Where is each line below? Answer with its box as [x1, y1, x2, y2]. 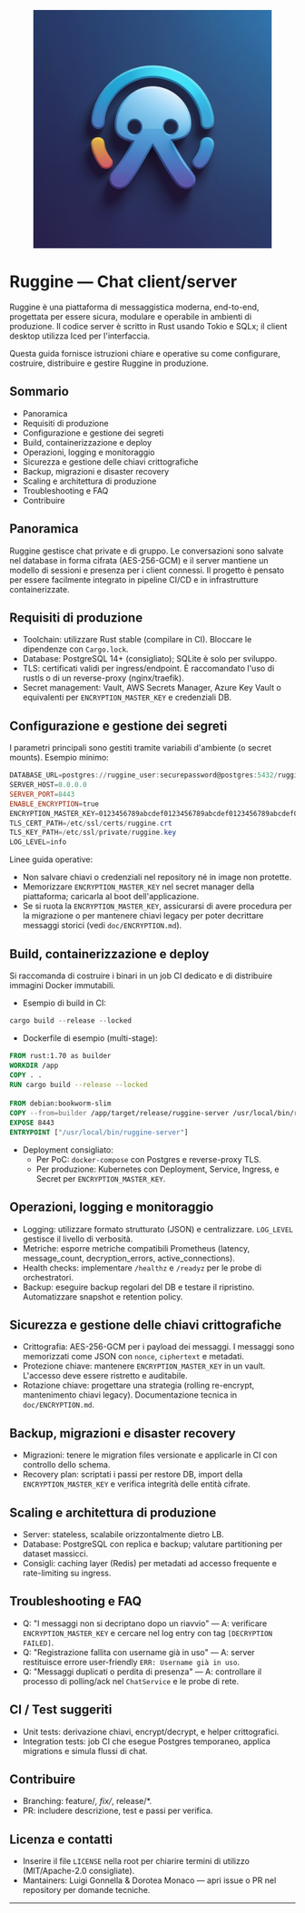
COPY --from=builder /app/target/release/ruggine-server [9, 1109, 230, 1118]
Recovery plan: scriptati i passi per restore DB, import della [22, 1469, 243, 1480]
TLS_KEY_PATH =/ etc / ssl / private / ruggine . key [9, 828, 177, 838]
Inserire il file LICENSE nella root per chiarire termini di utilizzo [22, 1856, 250, 1867]
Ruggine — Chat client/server [9, 271, 238, 292]
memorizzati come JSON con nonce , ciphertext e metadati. [22, 1351, 245, 1362]
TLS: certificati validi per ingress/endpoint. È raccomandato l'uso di [22, 663, 275, 674]
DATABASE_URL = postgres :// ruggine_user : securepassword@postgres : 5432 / [9, 770, 279, 780]
